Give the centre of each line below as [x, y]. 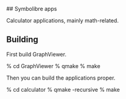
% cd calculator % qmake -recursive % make [63, 89]
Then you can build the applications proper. [61, 78]
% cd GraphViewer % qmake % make [53, 66]
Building [22, 40]
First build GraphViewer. [37, 54]
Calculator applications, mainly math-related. [62, 20]
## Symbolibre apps [32, 9]
